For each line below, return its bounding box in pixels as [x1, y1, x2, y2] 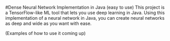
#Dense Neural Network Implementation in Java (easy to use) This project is [5, 5, 165, 10]
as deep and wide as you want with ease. [5, 20, 92, 26]
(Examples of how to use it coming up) [5, 30, 86, 36]
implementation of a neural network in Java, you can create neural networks [5, 15, 165, 21]
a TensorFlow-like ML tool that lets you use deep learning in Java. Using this [5, 10, 165, 16]
